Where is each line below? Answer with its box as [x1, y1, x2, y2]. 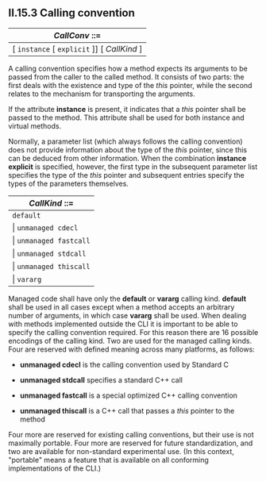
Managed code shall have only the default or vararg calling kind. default [8, 294, 247, 303]
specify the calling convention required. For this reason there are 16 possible [8, 327, 259, 337]
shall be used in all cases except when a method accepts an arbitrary [8, 302, 235, 312]
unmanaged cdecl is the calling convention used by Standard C [19, 360, 229, 369]
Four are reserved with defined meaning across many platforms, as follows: [8, 344, 256, 354]
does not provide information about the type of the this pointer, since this [8, 144, 248, 154]
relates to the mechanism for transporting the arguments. [8, 89, 196, 98]
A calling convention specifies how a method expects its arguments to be [8, 63, 248, 73]
